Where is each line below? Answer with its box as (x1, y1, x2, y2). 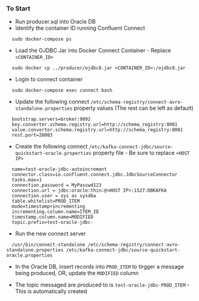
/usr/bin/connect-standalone (12, 242, 86, 248)
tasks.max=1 (12, 177, 42, 183)
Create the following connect (15, 143, 88, 150)
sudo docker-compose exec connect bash (12, 87, 113, 93)
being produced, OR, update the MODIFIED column (15, 269, 139, 277)
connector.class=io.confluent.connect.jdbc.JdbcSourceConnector (12, 172, 178, 178)
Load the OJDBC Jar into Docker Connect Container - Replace (15, 47, 172, 54)
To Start (6, 4, 30, 13)
